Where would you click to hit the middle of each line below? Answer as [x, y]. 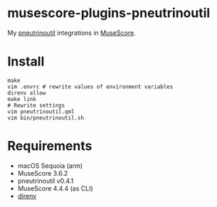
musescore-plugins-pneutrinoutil [109, 13]
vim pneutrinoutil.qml [41, 112]
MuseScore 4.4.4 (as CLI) [55, 188]
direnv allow [27, 93]
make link [22, 99]
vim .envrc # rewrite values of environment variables [90, 87]
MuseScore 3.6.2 [43, 173]
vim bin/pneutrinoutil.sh [46, 118]
